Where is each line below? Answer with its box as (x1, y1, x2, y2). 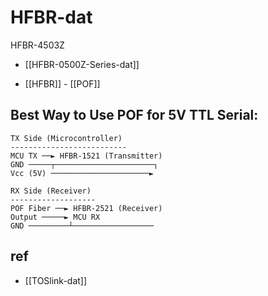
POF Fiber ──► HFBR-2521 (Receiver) (10, 203, 163, 213)
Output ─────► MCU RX (10, 212, 101, 222)
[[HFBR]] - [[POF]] (24, 77, 101, 90)
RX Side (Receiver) (10, 186, 92, 196)
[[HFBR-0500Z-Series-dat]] (24, 58, 140, 70)
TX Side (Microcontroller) (10, 133, 123, 143)
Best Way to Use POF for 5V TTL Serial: (10, 107, 259, 124)
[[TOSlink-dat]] (24, 274, 88, 286)
